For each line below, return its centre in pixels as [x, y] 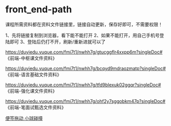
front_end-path [39, 10]
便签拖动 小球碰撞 [24, 118]
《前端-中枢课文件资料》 [31, 58]
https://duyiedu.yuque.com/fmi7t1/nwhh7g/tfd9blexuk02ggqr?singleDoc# [83, 85]
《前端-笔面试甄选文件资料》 [36, 107]
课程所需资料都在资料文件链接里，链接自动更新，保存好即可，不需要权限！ [84, 24]
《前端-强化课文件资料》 [31, 91]
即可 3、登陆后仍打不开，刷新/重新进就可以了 [58, 42]
